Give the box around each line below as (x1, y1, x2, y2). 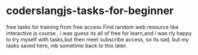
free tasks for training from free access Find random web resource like (6, 23, 179, 30)
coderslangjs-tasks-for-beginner (6, 4, 174, 18)
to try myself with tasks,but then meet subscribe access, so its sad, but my (6, 36, 189, 43)
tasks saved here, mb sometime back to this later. (6, 42, 127, 49)
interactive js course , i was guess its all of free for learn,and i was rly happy (6, 29, 192, 36)
